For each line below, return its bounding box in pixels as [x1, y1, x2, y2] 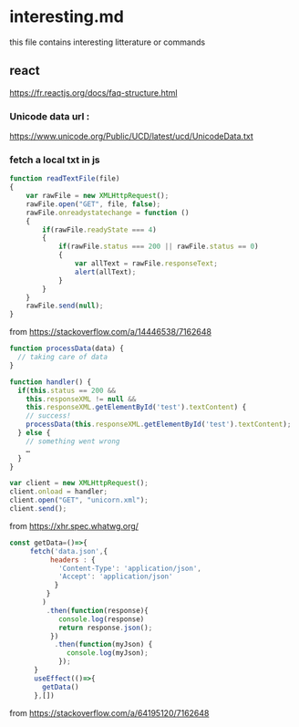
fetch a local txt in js [9, 153, 100, 166]
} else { [17, 429, 51, 438]
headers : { [49, 555, 96, 565]
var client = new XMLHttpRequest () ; [9, 479, 149, 488]
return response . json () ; [57, 623, 153, 632]
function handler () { [9, 377, 92, 387]
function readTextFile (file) [9, 174, 120, 183]
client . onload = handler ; [9, 487, 108, 496]
